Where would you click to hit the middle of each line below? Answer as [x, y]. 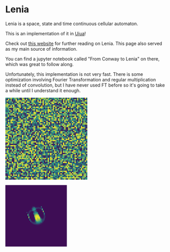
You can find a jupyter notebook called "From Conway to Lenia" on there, [82, 59]
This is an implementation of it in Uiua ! [46, 33]
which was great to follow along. [40, 64]
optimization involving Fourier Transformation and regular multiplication [81, 79]
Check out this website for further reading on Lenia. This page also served [84, 43]
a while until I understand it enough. [43, 90]
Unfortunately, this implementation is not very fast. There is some [74, 74]
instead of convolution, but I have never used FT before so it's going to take [85, 85]
